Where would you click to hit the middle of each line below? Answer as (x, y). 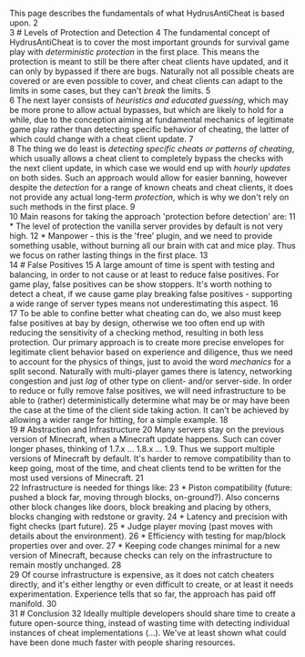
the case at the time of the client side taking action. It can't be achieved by (149, 410)
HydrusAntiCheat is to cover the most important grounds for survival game (149, 42)
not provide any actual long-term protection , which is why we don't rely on (149, 197)
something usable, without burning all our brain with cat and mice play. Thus (152, 246)
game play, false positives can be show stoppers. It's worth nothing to (141, 284)
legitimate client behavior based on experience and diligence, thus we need (151, 352)
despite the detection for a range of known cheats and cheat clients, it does (152, 187)
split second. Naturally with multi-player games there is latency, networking (151, 371)
